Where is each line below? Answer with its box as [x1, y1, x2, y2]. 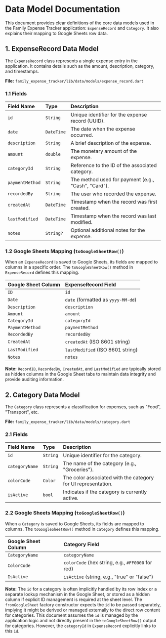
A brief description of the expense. [70, 140, 152, 147]
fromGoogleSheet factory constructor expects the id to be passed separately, [5, 601, 161, 607]
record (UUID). [70, 118, 105, 125]
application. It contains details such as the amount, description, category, [5, 63, 155, 69]
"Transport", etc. [5, 409, 39, 415]
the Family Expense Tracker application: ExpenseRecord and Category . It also [5, 25, 159, 31]
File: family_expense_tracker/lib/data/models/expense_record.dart [5, 78, 144, 84]
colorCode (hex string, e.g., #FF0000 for [63, 559, 152, 566]
